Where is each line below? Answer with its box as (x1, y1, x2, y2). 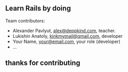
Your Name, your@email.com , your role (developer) (12, 38, 121, 44)
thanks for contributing (5, 59, 80, 67)
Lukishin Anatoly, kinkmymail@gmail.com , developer (12, 33, 123, 39)
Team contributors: (5, 17, 45, 23)
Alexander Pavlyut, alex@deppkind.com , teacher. (12, 28, 116, 34)
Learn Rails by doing (5, 4, 71, 13)
